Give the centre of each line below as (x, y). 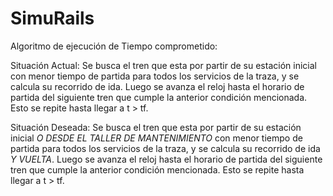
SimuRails (52, 18)
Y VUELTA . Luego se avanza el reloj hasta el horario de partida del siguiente (166, 159)
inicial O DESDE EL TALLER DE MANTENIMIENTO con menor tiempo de (156, 138)
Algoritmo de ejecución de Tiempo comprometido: (114, 46)
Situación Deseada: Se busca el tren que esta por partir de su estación (156, 127)
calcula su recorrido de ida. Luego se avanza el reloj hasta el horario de (157, 86)
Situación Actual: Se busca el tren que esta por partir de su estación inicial (163, 65)
